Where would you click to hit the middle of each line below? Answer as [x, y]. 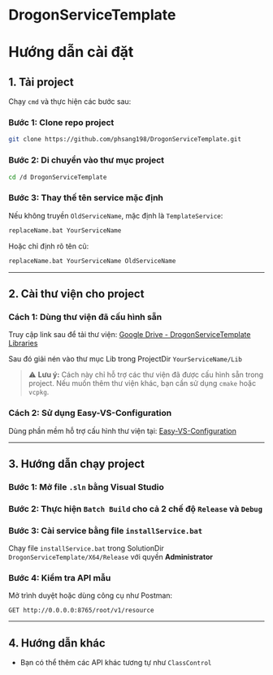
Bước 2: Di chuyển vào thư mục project [87, 160]
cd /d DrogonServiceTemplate [58, 177]
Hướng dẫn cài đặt [71, 52]
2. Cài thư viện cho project [76, 294]
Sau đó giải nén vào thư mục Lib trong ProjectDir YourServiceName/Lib [125, 359]
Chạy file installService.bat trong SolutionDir [87, 548]
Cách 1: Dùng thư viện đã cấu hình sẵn [85, 317]
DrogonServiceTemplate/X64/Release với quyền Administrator [111, 557]
